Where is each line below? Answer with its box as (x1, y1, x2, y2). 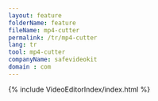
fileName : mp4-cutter (8, 26, 80, 34)
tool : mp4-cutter (8, 48, 66, 56)
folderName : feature (8, 19, 77, 27)
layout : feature (8, 11, 62, 20)
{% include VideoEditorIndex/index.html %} (8, 84, 151, 94)
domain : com (8, 63, 52, 71)
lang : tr (8, 41, 37, 49)
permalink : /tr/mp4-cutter (8, 33, 98, 42)
